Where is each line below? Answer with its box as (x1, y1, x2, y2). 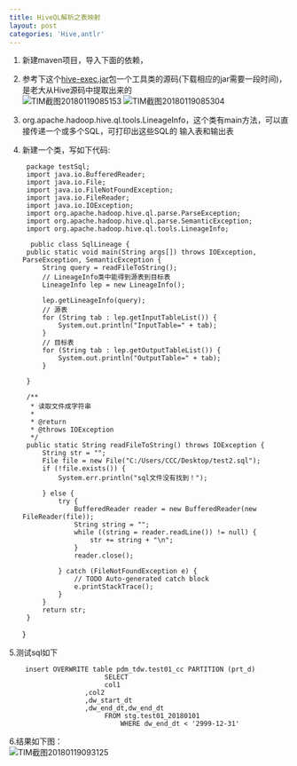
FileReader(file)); (21, 512, 95, 522)
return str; (42, 605, 87, 615)
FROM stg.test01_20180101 (104, 712, 200, 721)
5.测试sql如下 (9, 647, 59, 658)
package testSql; (26, 162, 90, 171)
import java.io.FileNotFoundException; (26, 186, 174, 195)
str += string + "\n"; (90, 536, 174, 545)
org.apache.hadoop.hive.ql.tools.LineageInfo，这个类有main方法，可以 (21, 115, 281, 125)
